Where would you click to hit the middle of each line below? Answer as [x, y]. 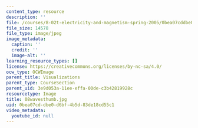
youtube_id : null [33, 116]
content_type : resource [35, 12]
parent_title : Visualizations [43, 77]
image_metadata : [26, 39]
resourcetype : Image [32, 94]
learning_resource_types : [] [42, 61]
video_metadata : [26, 110]
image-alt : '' [29, 55]
